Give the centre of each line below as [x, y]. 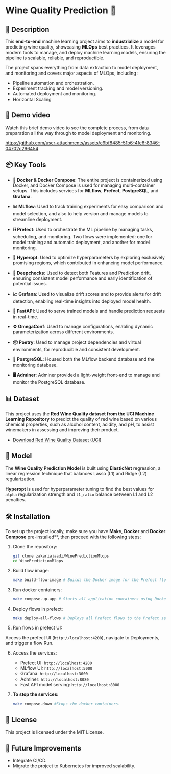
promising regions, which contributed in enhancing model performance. [88, 263]
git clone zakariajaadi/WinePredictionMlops [61, 556]
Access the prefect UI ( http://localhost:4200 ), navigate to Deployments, [82, 638]
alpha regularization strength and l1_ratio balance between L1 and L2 [79, 494]
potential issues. [30, 283]
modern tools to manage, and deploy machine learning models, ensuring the [86, 52]
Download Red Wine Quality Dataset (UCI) [57, 440]
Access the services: [35, 653]
